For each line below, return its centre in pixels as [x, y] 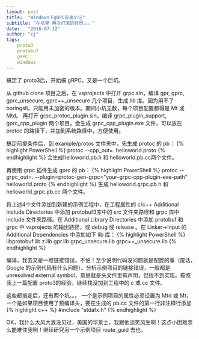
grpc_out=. [20, 177]
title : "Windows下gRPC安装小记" [46, 17]
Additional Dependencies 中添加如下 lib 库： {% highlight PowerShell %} [96, 234]
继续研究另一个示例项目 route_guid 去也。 [94, 329]
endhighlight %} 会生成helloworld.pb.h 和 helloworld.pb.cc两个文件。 [92, 157]
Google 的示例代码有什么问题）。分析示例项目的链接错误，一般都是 [88, 267]
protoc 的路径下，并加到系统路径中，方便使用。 [65, 131]
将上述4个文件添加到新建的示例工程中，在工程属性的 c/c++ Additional [93, 204]
